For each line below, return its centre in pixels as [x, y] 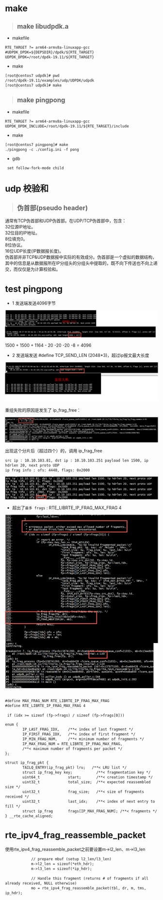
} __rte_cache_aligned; [29, 816]
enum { [12, 724]
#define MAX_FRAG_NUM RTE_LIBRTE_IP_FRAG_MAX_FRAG [57, 701]
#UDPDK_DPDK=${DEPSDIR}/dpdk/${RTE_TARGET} [50, 52]
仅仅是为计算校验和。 [39, 269]
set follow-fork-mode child [35, 168]
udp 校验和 [27, 189]
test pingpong [34, 289]
